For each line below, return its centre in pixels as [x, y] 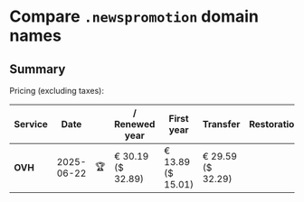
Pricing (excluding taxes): [57, 91]
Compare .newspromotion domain [134, 17]
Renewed [135, 124]
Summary [38, 69]
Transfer [221, 124]
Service [31, 124]
